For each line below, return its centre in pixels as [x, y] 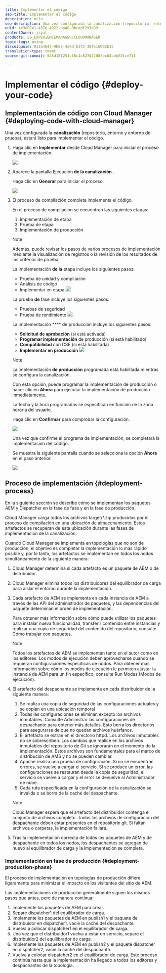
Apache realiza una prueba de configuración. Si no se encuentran [87, 762]
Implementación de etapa [45, 219]
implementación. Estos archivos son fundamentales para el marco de [90, 751]
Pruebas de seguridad [42, 309]
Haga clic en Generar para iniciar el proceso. [58, 182]
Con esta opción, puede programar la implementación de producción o [84, 384]
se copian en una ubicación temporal [57, 709]
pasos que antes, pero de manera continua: [49, 898]
